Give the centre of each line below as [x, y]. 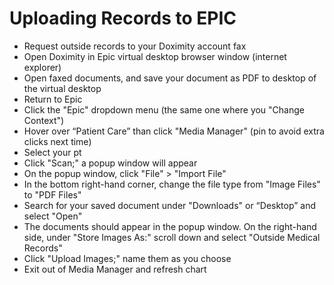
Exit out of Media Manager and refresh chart [115, 269]
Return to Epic [53, 99]
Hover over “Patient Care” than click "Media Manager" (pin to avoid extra [174, 131]
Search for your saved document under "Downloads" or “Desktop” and [169, 205]
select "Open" [53, 216]
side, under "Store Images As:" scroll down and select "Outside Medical [172, 237]
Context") [44, 120]
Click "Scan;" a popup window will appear [110, 163]
